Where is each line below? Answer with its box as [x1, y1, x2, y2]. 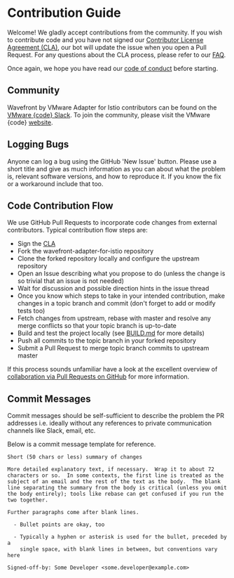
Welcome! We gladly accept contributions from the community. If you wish [7, 28, 223, 37]
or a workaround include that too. [7, 179, 104, 188]
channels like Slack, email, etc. [7, 426, 96, 435]
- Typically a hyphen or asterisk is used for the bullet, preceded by [13, 534, 228, 541]
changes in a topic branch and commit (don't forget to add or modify [17, 299, 216, 308]
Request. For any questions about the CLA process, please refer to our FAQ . [7, 51, 226, 59]
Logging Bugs [7, 138, 69, 150]
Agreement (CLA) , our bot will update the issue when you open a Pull [7, 43, 207, 51]
